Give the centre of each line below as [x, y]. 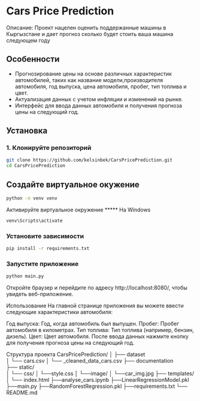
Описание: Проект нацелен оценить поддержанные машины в [86, 28]
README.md [22, 393]
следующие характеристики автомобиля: [60, 312]
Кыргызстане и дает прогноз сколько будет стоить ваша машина [90, 34]
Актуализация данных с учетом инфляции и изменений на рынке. [99, 99]
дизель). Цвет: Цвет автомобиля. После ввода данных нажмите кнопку [97, 336]
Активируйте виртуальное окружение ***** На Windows [78, 209]
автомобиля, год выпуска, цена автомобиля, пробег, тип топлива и [101, 86]
